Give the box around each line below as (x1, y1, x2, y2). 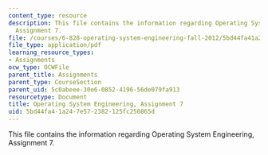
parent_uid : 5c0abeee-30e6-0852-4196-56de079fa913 (8, 85, 180, 94)
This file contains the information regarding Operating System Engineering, (8, 130, 255, 139)
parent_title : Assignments (8, 71, 98, 79)
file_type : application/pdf (8, 41, 102, 49)
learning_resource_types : (8, 48, 94, 56)
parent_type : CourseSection (8, 78, 102, 86)
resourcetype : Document (8, 93, 88, 101)
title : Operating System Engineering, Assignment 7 (8, 100, 183, 108)
